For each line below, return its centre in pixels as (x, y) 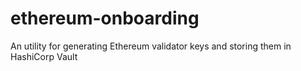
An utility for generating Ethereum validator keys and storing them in (151, 46)
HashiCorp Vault (44, 56)
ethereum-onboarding (105, 18)
